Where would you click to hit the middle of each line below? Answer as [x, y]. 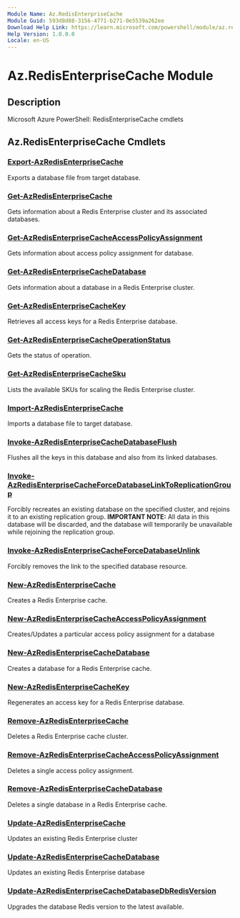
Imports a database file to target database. [70, 423]
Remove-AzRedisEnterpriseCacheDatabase [85, 789]
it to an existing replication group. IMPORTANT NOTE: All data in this [108, 517]
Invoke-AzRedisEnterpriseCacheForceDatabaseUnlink [104, 550]
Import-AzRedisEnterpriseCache [65, 408]
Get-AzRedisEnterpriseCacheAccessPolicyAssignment [105, 238]
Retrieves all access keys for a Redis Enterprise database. [92, 321]
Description [34, 102]
